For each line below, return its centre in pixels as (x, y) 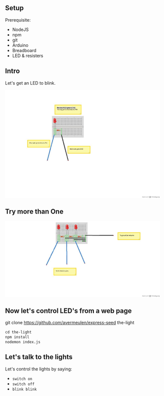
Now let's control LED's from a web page (68, 311)
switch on (22, 379)
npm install (17, 337)
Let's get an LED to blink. (30, 83)
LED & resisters (27, 56)
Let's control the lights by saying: (39, 369)
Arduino (20, 45)
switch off (23, 384)
